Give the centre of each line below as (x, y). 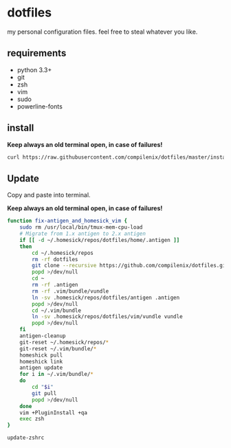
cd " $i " (43, 387)
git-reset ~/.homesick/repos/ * (64, 342)
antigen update (41, 368)
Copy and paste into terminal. (49, 195)
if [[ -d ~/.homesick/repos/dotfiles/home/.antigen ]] (100, 240)
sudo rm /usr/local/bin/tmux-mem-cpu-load (81, 227)
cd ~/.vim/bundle (56, 311)
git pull (44, 393)
